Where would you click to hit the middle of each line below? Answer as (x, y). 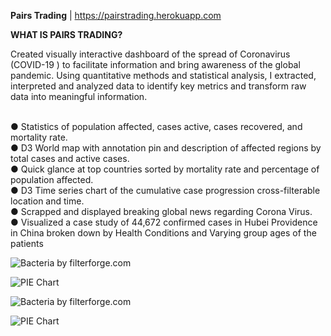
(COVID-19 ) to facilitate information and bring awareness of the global (155, 64)
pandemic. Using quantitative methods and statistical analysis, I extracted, (163, 75)
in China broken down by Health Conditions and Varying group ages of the (163, 233)
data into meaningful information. (79, 96)
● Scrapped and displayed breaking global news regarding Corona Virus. (161, 211)
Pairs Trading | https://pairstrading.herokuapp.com (116, 15)
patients (27, 243)
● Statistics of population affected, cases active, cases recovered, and (156, 126)
